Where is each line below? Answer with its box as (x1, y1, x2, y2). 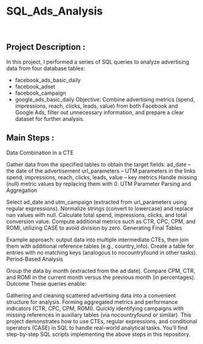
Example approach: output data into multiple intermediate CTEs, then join (6, 236, 189, 243)
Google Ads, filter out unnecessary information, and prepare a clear (15, 108, 184, 116)
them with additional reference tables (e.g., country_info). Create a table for (6, 242, 195, 250)
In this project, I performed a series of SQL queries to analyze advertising (6, 58, 190, 65)
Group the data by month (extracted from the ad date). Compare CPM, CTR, (6, 267, 196, 274)
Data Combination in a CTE (6, 149, 74, 156)
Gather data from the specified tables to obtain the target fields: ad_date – (6, 160, 191, 168)
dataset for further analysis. (15, 115, 85, 122)
